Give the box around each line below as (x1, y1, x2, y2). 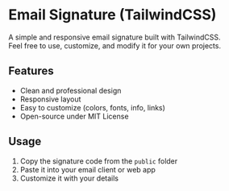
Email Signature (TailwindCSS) (8, 6, 217, 24)
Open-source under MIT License (19, 111, 129, 121)
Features (8, 64, 54, 78)
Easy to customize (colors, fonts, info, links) (19, 102, 165, 112)
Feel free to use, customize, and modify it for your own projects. (8, 40, 222, 50)
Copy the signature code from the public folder (19, 156, 178, 166)
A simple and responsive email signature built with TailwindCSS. (8, 32, 221, 42)
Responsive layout (19, 94, 81, 104)
